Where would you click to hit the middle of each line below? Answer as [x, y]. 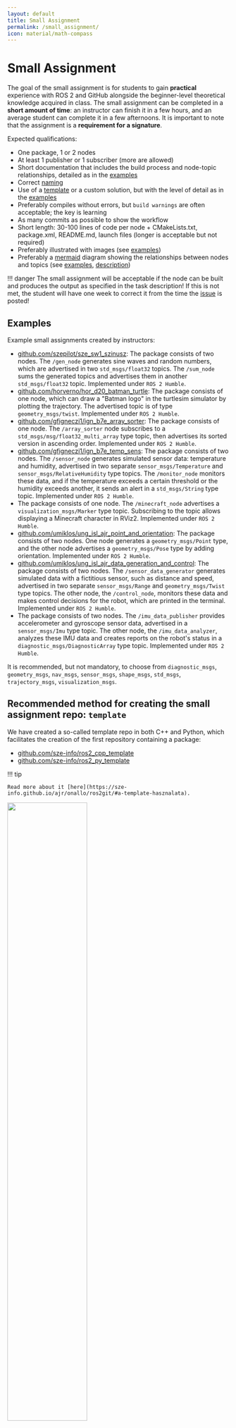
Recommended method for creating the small [108, 704]
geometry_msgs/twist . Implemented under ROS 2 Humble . [98, 414]
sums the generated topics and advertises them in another [103, 376]
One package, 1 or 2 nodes [57, 153]
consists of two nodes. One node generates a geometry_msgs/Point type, [123, 541]
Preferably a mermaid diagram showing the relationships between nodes [123, 257]
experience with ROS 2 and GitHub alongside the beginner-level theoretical [116, 95]
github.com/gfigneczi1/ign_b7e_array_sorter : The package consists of [118, 421]
